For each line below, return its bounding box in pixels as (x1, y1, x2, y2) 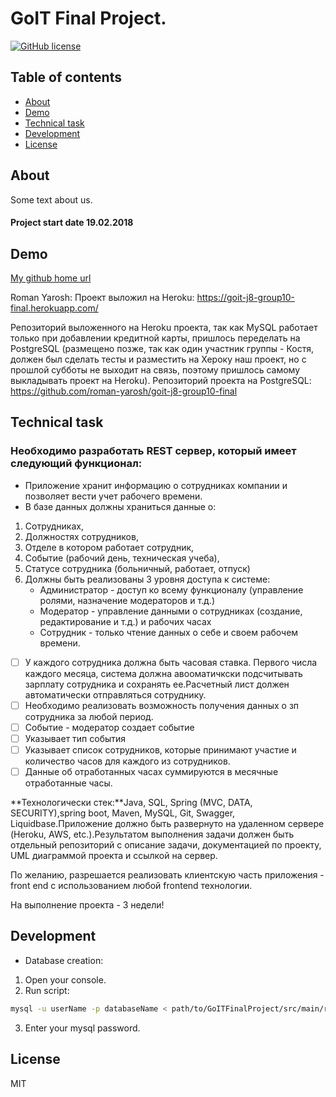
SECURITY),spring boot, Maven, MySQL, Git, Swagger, (10, 807, 236, 819)
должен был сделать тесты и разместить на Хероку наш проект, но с (10, 353, 307, 365)
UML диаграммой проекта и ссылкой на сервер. (10, 850, 218, 862)
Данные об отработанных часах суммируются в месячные (24, 765, 279, 777)
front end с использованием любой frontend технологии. (10, 880, 253, 892)
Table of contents (10, 69, 122, 86)
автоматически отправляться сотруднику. (24, 688, 207, 701)
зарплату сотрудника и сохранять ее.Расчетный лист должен (24, 678, 290, 690)
